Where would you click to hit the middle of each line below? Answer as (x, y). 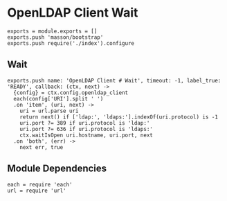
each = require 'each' (40, 184)
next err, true (42, 147)
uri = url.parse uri (49, 111)
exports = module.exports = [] (52, 31)
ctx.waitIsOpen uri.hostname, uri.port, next (87, 135)
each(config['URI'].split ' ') (58, 98)
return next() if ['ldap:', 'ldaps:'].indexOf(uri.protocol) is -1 (119, 117)
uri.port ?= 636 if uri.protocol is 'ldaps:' (87, 129)
